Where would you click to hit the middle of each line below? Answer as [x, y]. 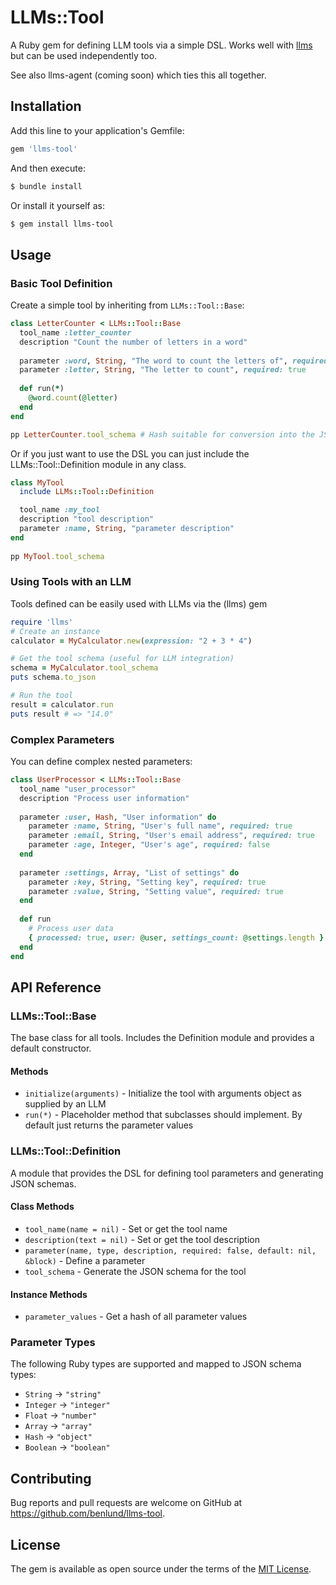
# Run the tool [42, 696]
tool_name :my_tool [60, 510]
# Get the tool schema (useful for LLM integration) [122, 659]
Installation [46, 106]
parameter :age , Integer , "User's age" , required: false [149, 845]
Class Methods [42, 1207]
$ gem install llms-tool [62, 224]
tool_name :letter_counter [75, 332]
